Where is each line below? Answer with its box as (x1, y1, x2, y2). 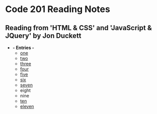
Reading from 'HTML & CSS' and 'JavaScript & (5, 24, 152, 32)
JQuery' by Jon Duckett (5, 31, 82, 40)
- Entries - (12, 45, 34, 51)
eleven (20, 103, 34, 109)
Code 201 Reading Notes (5, 4, 111, 15)
